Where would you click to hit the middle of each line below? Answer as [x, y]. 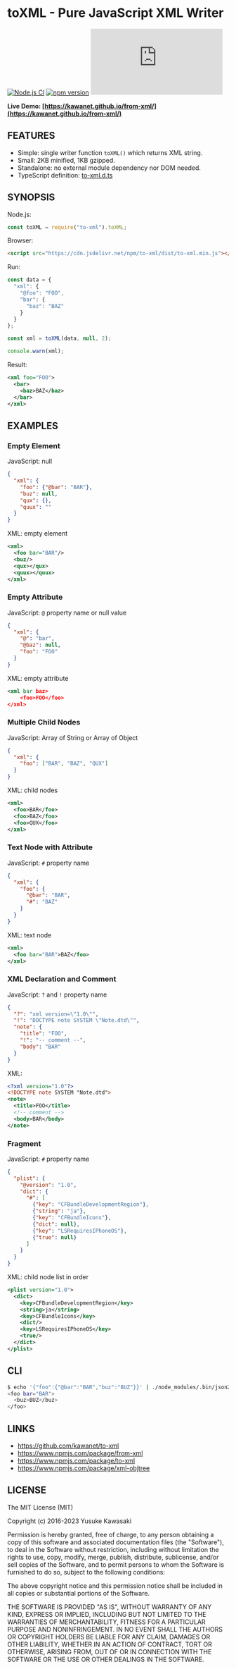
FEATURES [31, 136]
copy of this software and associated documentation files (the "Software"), [116, 1542]
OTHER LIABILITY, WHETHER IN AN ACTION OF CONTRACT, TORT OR [110, 1644]
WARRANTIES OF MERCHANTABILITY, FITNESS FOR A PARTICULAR [106, 1622]
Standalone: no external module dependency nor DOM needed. [109, 168]
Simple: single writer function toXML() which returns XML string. [110, 152]
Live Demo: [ [26, 106]
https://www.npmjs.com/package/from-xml [80, 1453]
